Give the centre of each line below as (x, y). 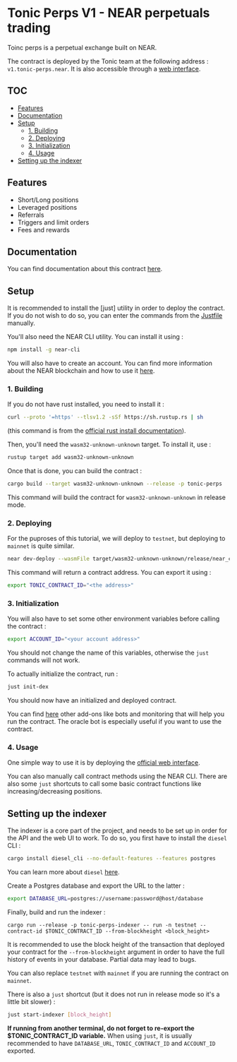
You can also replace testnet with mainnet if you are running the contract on (118, 973)
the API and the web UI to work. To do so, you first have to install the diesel (117, 838)
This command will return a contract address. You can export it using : (109, 573)
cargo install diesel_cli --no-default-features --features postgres (112, 859)
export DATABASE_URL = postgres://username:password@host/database (105, 899)
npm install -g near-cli (44, 350)
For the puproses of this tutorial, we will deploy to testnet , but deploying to (116, 539)
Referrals (31, 215)
